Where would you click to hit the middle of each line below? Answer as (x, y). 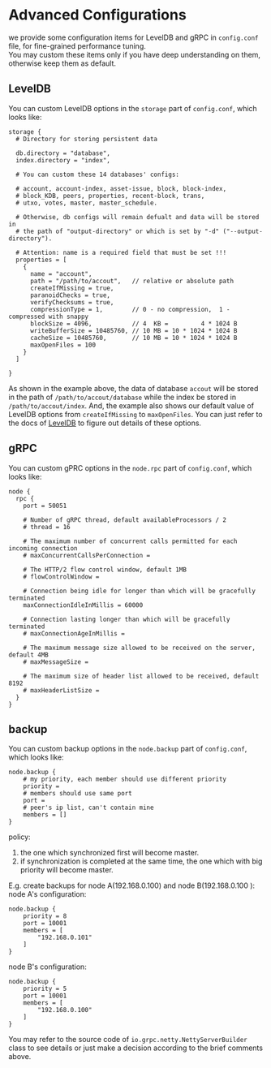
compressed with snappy (49, 317)
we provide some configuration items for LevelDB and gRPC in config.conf (133, 37)
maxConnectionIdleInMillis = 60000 (83, 605)
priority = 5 (45, 989)
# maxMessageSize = (56, 662)
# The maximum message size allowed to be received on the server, (139, 648)
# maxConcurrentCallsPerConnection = (87, 555)
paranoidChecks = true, (70, 295)
